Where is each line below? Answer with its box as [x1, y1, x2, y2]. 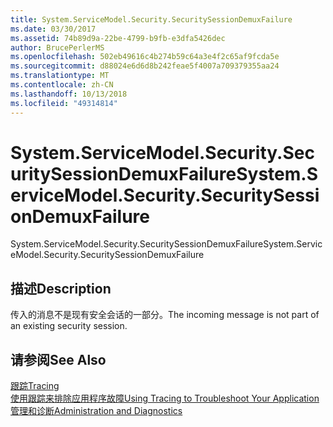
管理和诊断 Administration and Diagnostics [10, 405, 183, 417]
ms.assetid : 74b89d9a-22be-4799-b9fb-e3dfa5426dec [10, 33, 226, 43]
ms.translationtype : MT [10, 71, 110, 81]
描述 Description [10, 280, 112, 297]
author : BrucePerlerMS [10, 42, 105, 53]
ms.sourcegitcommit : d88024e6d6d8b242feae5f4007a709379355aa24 [10, 61, 280, 71]
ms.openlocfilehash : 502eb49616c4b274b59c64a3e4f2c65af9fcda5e [10, 52, 280, 62]
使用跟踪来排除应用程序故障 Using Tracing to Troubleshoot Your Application [10, 392, 320, 405]
